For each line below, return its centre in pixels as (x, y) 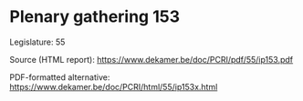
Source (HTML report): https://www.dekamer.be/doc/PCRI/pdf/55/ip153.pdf (151, 59)
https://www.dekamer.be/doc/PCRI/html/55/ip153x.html (114, 86)
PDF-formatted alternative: (60, 77)
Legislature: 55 (37, 42)
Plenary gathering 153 (95, 17)
